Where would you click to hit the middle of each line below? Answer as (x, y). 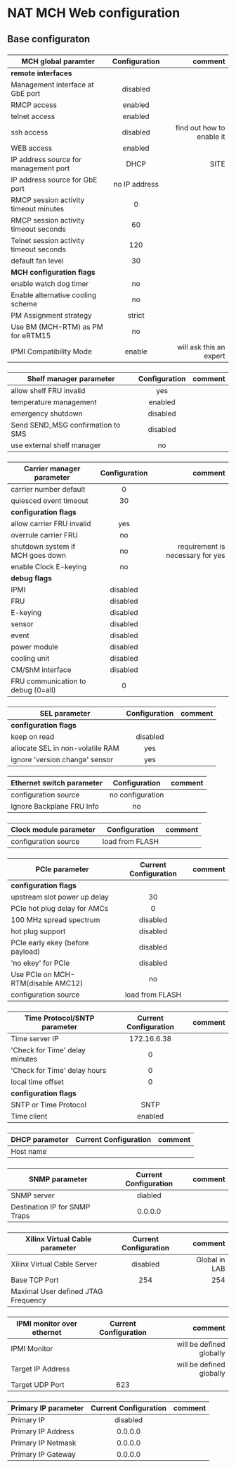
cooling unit (30, 659)
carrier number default (48, 490)
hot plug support (38, 931)
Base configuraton (49, 39)
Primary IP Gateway (43, 1454)
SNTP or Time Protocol (48, 1105)
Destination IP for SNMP (51, 1207)
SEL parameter (65, 714)
